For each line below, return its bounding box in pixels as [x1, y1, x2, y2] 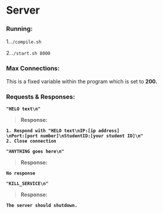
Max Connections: [6, 64, 60, 73]
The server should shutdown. [6, 202, 78, 209]
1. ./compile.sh [6, 38, 42, 45]
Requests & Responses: [6, 92, 75, 101]
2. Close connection [6, 138, 57, 144]
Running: [6, 25, 33, 33]
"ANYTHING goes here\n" [6, 149, 65, 154]
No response [6, 170, 35, 176]
